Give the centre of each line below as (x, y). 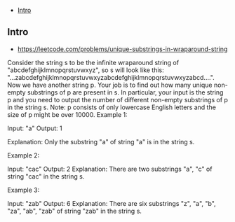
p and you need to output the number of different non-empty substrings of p (117, 99)
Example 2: (23, 155)
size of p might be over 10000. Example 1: (67, 114)
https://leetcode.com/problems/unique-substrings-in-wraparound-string (122, 49)
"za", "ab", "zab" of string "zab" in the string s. (75, 211)
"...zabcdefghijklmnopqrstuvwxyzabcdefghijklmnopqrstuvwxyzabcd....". (111, 77)
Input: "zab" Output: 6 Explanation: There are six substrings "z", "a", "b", (112, 203)
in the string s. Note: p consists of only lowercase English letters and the (112, 107)
